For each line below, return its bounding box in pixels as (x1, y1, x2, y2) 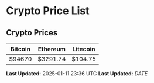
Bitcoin (10, 45, 31, 53)
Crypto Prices (6, 28, 58, 38)
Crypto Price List (6, 4, 90, 18)
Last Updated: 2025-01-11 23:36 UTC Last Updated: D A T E (6, 70, 148, 77)
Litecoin (72, 45, 95, 53)
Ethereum (37, 45, 66, 53)
